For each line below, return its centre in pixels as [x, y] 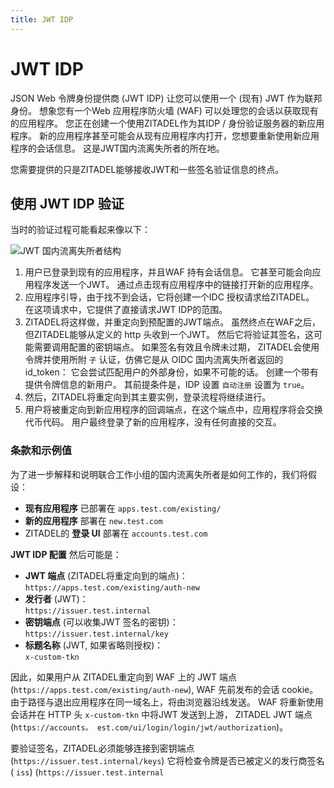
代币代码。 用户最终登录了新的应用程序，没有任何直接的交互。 [153, 422]
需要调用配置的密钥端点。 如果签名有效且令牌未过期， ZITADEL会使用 [176, 347]
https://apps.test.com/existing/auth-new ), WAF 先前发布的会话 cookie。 [166, 689]
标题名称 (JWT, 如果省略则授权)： [94, 645]
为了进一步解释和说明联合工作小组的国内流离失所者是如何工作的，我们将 [159, 474]
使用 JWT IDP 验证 [67, 203]
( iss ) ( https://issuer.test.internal [87, 772]
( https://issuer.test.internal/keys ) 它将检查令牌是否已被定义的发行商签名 [167, 760]
